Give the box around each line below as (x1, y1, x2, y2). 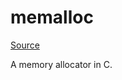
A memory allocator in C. (10, 58, 113, 70)
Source (10, 39, 40, 51)
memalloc (10, 6, 94, 29)
